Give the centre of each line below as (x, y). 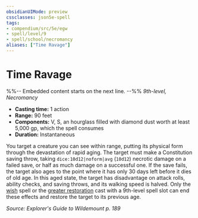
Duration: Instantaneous (45, 134)
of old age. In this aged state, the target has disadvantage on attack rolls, (96, 177)
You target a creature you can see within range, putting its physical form (95, 146)
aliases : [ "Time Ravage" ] (38, 45)
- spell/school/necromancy (40, 39)
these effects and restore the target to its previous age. (74, 196)
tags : (13, 23)
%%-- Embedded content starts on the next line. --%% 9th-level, (86, 91)
